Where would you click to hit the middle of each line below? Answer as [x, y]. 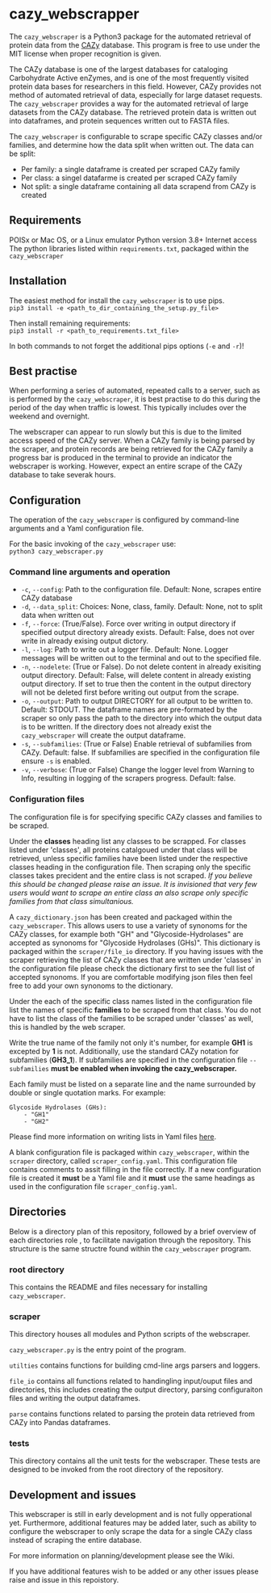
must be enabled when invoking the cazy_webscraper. [144, 1068]
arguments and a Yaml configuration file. [77, 528]
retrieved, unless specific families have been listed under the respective [129, 858]
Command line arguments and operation [90, 572]
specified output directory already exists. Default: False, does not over [138, 633]
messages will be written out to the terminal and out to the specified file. [141, 658]
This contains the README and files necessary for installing [108, 1287]
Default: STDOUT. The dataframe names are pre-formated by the [129, 710]
